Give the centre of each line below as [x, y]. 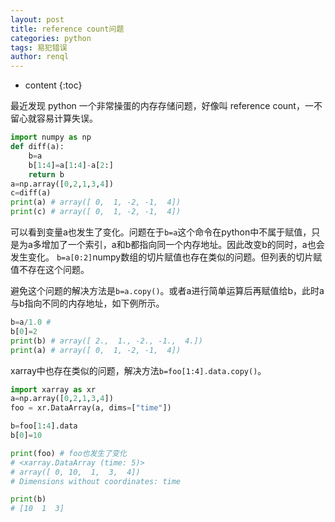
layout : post [37, 19]
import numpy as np [51, 137]
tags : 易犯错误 [39, 47]
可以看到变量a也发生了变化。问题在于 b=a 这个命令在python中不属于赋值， [161, 232]
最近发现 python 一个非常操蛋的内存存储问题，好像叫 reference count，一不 [166, 106]
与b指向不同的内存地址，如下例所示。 [87, 303]
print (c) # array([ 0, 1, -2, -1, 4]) [96, 212]
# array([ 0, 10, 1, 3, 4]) [75, 472]
